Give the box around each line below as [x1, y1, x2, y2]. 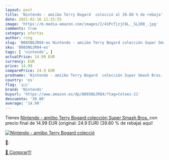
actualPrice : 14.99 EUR [5, 54, 55, 59]
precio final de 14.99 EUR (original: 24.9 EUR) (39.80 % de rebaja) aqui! [5, 120, 153, 126]
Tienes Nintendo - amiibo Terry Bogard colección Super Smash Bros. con [5, 115, 157, 121]
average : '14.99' [5, 101, 42, 106]
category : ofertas [5, 31, 44, 36]
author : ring [5, 36, 33, 41]
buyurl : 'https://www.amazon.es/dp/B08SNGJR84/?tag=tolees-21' [5, 92, 141, 97]
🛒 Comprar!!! [5, 149, 32, 155]
